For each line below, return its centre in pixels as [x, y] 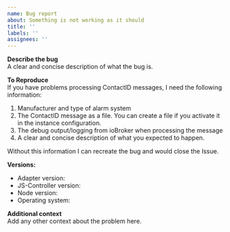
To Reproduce [28, 80]
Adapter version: [41, 179]
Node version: [37, 193]
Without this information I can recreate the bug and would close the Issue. [113, 151]
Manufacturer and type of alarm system [74, 108]
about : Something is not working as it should [76, 20]
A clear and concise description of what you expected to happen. [111, 138]
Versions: [22, 165]
